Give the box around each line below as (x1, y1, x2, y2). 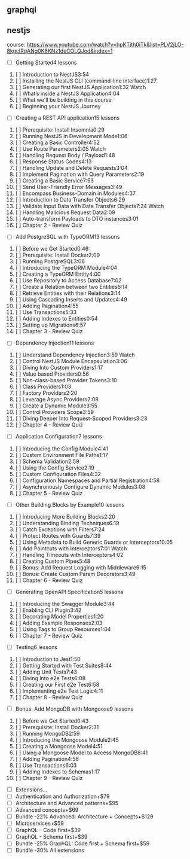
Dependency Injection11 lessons (15, 339, 94, 346)
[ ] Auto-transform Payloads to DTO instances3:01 (15, 215, 139, 223)
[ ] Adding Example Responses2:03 (15, 619, 103, 626)
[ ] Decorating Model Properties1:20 (15, 613, 104, 620)
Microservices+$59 (15, 820, 65, 827)
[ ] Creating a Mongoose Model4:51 (15, 742, 103, 750)
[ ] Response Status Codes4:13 (15, 158, 92, 165)
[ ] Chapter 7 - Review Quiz (15, 632, 83, 639)
